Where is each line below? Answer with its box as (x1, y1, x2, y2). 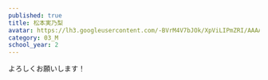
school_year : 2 (8, 41, 59, 49)
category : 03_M (8, 33, 59, 42)
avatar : (8, 26, 34, 34)
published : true (8, 11, 62, 20)
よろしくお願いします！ (8, 64, 85, 74)
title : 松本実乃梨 (8, 19, 64, 27)
